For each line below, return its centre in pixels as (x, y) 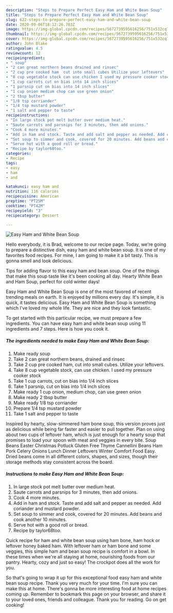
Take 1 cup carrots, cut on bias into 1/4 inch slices (66, 381)
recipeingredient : (25, 58)
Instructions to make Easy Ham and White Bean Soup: (65, 474)
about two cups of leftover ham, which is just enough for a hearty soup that (85, 435)
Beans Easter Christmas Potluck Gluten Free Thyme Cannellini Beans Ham (84, 446)
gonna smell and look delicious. (39, 261)
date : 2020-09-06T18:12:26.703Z (40, 24)
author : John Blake (27, 44)
